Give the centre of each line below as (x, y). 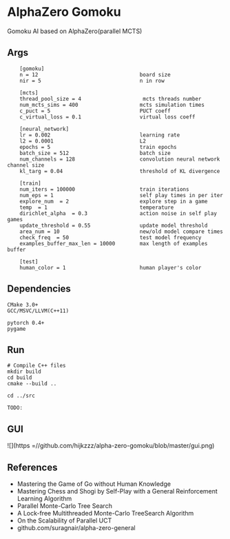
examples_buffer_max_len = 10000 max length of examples (114, 243)
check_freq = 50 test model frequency (111, 237)
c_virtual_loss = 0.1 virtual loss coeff (107, 117)
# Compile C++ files (37, 366)
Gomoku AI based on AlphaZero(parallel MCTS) (75, 31)
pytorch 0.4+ (26, 323)
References (32, 467)
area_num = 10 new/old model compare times (122, 232)
